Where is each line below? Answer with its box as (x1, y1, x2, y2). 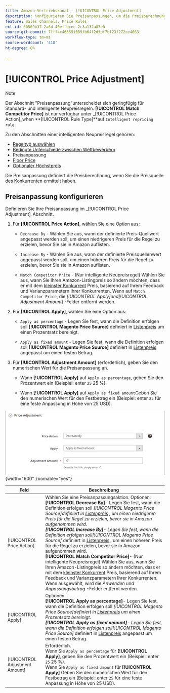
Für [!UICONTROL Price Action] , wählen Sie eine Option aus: (12, 221, 140, 227)
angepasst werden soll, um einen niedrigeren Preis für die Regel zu (20, 236, 160, 242)
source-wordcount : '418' (5, 40, 58, 46)
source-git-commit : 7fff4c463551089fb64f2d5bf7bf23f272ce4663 (5, 29, 139, 35)
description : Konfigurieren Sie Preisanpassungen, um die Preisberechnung (5, 13, 166, 19)
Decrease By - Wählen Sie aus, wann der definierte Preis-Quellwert (20, 231, 159, 237)
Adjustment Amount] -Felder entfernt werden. (20, 299, 116, 305)
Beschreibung (89, 486, 119, 493)
